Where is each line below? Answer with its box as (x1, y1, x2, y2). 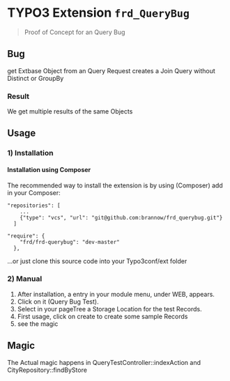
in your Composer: (7, 188, 61, 196)
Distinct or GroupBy (7, 74, 64, 82)
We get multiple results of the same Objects (7, 107, 133, 116)
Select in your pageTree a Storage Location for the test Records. (17, 304, 202, 313)
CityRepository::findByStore (7, 366, 87, 374)
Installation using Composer (7, 165, 91, 173)
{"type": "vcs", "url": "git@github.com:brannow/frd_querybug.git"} (20, 214, 223, 221)
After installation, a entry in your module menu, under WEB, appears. (17, 290, 215, 298)
